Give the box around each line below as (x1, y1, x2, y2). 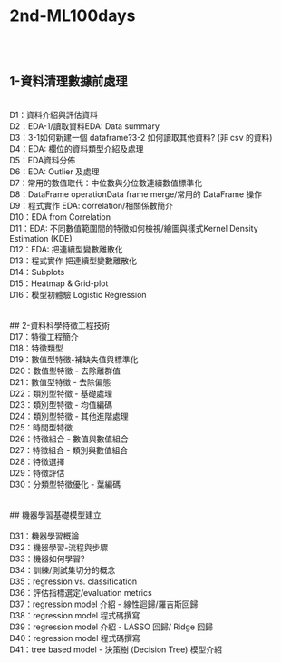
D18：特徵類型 (9, 342, 63, 353)
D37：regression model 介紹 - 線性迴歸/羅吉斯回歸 (9, 599, 199, 609)
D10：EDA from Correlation (9, 211, 111, 223)
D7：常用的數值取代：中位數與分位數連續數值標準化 (9, 177, 203, 188)
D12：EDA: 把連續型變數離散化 (9, 243, 124, 254)
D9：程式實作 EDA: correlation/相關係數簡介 (9, 200, 174, 211)
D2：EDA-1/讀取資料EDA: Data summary (9, 120, 160, 132)
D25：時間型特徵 (9, 421, 73, 432)
